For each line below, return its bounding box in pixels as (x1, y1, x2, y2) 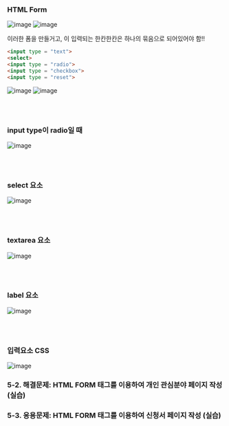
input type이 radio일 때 (7, 125, 83, 135)
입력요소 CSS (7, 346, 50, 355)
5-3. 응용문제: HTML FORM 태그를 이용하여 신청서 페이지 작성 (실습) (7, 411, 221, 420)
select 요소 (7, 180, 43, 190)
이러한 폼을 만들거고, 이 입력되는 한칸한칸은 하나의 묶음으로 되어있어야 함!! (7, 34, 205, 43)
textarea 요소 (7, 236, 51, 245)
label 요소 (7, 291, 39, 300)
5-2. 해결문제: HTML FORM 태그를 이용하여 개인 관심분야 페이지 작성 (7, 380, 223, 390)
